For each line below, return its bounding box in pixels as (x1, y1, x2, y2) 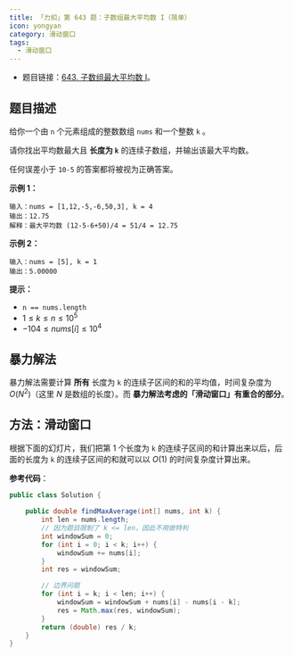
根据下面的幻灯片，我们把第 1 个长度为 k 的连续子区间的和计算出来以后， (9, 443, 275, 453)
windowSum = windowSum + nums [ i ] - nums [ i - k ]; (56, 598, 241, 607)
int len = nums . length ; (41, 515, 129, 525)
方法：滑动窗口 (9, 417, 92, 433)
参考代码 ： (9, 472, 49, 483)
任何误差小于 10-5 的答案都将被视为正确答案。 (9, 163, 178, 174)
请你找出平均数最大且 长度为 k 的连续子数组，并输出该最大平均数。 (9, 145, 254, 155)
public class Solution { (9, 490, 102, 500)
